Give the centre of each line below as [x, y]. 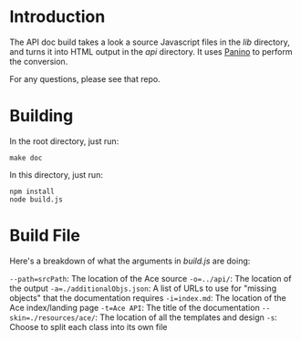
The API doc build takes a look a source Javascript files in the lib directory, [150, 42]
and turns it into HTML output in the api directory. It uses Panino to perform [151, 51]
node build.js [36, 199]
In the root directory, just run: [64, 141]
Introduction [57, 17]
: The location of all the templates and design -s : [187, 317]
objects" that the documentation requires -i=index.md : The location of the [148, 297]
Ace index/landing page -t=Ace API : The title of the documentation [135, 307]
